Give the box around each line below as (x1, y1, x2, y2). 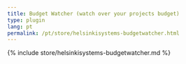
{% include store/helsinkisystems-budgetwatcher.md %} (7, 49, 171, 57)
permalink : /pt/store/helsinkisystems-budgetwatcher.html (7, 29, 180, 37)
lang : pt (7, 23, 33, 30)
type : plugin (7, 17, 45, 24)
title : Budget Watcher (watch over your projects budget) (7, 10, 180, 17)
